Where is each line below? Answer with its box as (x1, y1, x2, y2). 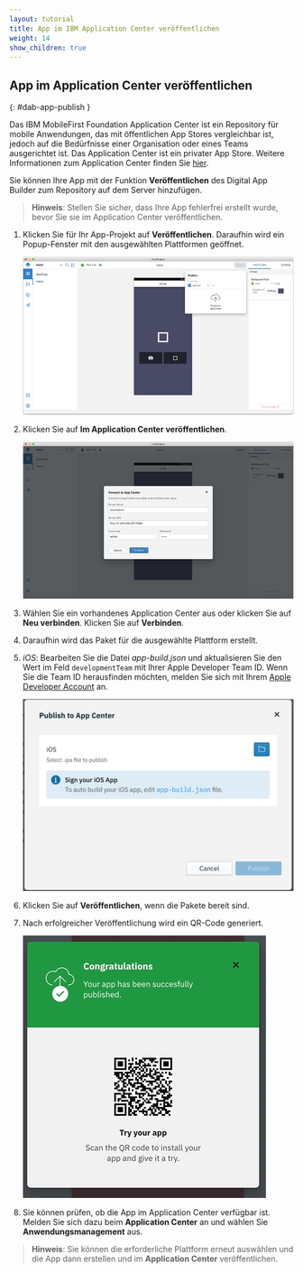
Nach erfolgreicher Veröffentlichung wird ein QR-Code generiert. (22, 917, 264, 929)
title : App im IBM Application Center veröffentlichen (9, 23, 220, 33)
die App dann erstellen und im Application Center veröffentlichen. (31, 1253, 279, 1264)
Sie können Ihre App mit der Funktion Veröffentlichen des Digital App (9, 175, 268, 186)
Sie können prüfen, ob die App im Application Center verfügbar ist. (22, 1207, 271, 1218)
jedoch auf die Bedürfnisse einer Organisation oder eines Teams (9, 138, 249, 149)
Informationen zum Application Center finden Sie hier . (9, 158, 209, 169)
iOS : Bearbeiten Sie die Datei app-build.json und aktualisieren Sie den (22, 653, 282, 664)
